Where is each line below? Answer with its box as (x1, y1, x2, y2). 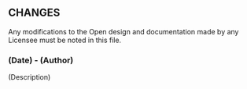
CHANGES (8, 6, 61, 20)
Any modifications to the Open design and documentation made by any (8, 27, 239, 36)
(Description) (8, 73, 51, 82)
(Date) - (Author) (8, 55, 74, 66)
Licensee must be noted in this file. (8, 35, 122, 44)
